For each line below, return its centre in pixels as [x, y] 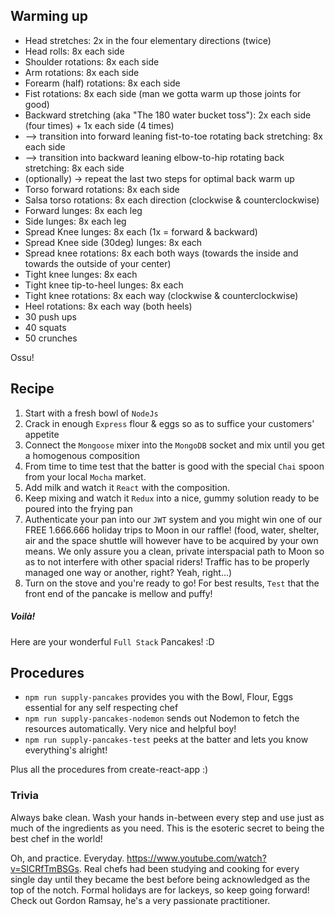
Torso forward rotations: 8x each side [102, 189]
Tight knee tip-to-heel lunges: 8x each [104, 285]
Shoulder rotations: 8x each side [92, 61]
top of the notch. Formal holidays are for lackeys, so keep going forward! [160, 890]
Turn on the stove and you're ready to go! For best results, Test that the [172, 583]
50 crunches [51, 338]
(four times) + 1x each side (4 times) [99, 125]
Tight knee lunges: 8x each [81, 274]
